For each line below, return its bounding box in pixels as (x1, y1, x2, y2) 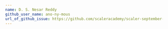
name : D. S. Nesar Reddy (5, 7, 57, 12)
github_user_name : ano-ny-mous (5, 12, 70, 17)
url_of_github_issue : (5, 16, 50, 21)
